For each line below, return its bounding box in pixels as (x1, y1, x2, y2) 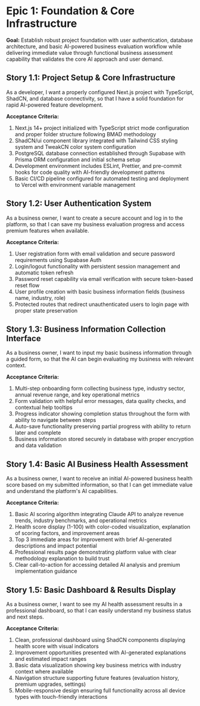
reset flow (14, 282, 40, 289)
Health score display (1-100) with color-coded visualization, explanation (14, 523, 190, 530)
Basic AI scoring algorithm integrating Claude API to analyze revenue (14, 511, 184, 518)
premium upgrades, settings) (14, 680, 86, 688)
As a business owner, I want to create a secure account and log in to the (6, 214, 183, 221)
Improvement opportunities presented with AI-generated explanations (14, 649, 186, 656)
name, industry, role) (14, 294, 66, 301)
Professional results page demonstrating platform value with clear (14, 549, 177, 556)
